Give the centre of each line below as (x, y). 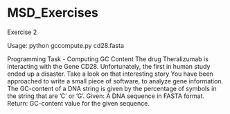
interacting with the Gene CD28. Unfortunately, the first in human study (109, 66)
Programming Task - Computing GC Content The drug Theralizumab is (108, 59)
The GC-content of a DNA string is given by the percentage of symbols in (112, 88)
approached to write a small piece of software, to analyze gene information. (115, 81)
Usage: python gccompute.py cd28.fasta (66, 45)
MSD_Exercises (53, 13)
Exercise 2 (22, 32)
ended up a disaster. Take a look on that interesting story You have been (110, 74)
